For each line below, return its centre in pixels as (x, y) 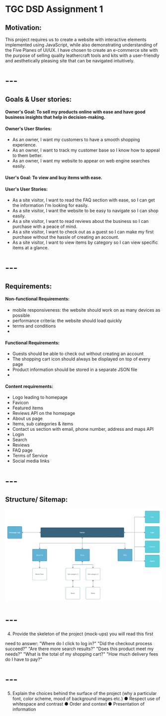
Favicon (20, 403)
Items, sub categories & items (43, 424)
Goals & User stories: (39, 99)
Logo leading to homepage (40, 397)
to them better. (28, 156)
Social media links (31, 461)
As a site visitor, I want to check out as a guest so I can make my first (83, 232)
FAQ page (22, 450)
